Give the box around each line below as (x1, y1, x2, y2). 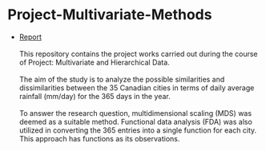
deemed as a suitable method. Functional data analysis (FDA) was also (18, 117, 253, 126)
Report (18, 32, 42, 42)
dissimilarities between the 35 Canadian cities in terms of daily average (18, 82, 255, 93)
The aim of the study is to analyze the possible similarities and (18, 74, 225, 84)
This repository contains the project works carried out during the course (18, 49, 258, 58)
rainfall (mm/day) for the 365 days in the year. (18, 91, 171, 101)
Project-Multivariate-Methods (7, 6, 212, 24)
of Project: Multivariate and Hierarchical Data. (18, 58, 170, 67)
